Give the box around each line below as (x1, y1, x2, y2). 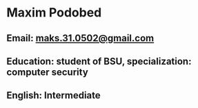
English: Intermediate (6, 89, 101, 101)
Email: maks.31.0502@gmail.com (6, 32, 155, 44)
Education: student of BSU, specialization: (6, 55, 192, 67)
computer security (6, 66, 89, 78)
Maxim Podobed (6, 5, 102, 21)
